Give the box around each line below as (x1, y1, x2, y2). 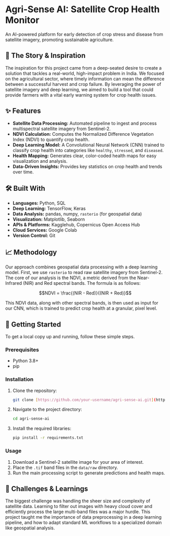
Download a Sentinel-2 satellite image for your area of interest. (12, 459, 144, 465)
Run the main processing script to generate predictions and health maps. (12, 469, 165, 476)
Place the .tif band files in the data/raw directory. (12, 464, 118, 470)
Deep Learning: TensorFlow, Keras (12, 205, 86, 212)
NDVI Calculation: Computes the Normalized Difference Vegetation (12, 131, 154, 137)
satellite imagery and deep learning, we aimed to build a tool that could (5, 86, 154, 93)
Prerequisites (5, 346, 39, 353)
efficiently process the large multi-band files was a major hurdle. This (5, 509, 151, 515)
